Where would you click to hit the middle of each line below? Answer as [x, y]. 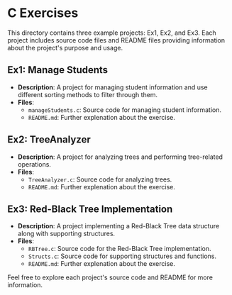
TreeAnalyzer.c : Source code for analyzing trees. [100, 179]
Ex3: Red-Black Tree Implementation [90, 209]
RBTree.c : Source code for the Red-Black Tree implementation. [120, 249]
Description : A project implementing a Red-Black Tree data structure [118, 226]
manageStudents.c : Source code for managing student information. [125, 110]
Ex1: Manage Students [58, 70]
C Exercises [43, 13]
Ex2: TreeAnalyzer [49, 140]
